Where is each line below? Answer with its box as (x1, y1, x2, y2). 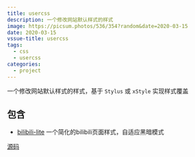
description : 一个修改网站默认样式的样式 (7, 16, 114, 23)
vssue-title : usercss (7, 35, 69, 42)
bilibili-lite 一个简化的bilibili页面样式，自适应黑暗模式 (16, 128, 164, 137)
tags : (7, 42, 23, 48)
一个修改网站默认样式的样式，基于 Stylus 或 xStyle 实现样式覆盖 (7, 87, 189, 95)
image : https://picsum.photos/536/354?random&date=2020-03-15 (7, 23, 188, 29)
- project (13, 67, 41, 74)
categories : (7, 61, 41, 68)
